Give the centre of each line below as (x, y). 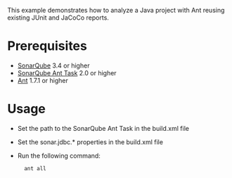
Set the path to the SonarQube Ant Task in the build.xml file (103, 128)
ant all (36, 168)
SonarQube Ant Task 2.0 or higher (67, 72)
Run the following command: (59, 155)
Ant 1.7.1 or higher (43, 80)
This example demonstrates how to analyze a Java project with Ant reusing (116, 10)
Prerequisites (47, 46)
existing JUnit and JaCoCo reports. (58, 18)
